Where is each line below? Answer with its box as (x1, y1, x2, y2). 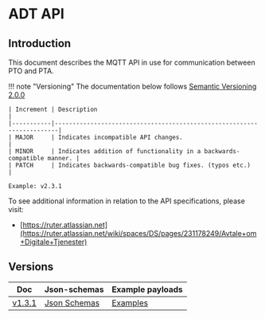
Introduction (8, 37, 72, 50)
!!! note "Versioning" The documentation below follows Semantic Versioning (8, 81, 257, 91)
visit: (8, 205, 24, 214)
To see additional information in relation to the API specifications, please (8, 196, 245, 206)
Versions (8, 260, 54, 274)
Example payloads (111, 284, 183, 295)
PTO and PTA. (8, 66, 54, 76)
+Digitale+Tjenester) (19, 237, 88, 246)
